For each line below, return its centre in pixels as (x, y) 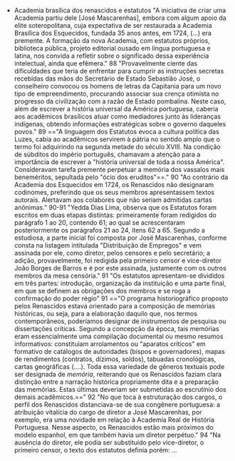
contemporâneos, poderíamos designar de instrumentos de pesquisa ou (120, 321)
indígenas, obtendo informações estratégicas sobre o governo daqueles (120, 124)
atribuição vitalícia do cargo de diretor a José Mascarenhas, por (108, 412)
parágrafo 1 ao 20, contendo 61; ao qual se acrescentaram (99, 223)
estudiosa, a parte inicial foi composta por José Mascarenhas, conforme (120, 238)
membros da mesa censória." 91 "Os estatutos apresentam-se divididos (119, 275)
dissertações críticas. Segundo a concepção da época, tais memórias (116, 329)
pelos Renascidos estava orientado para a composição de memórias (115, 306)
